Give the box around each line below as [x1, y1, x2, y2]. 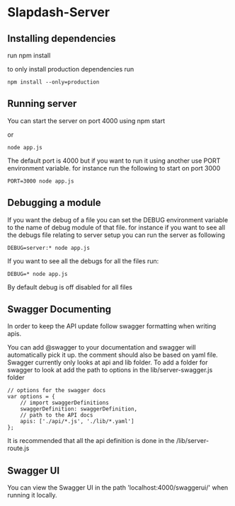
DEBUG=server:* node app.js [7, 244, 91, 251]
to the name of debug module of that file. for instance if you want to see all [7, 223, 225, 231]
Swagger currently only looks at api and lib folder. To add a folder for [7, 358, 208, 367]
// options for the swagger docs [7, 387, 106, 394]
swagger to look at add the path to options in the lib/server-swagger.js [7, 366, 213, 374]
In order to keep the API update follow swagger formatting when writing [7, 322, 217, 330]
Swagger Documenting [7, 304, 112, 316]
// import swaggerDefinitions [20, 399, 110, 407]
